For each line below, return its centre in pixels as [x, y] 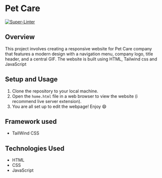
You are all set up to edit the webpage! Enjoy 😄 [59, 106]
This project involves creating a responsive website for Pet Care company [79, 48]
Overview [20, 37]
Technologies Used [35, 148]
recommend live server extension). [47, 101]
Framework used [31, 121]
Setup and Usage [31, 80]
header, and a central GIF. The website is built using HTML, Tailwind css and [81, 59]
